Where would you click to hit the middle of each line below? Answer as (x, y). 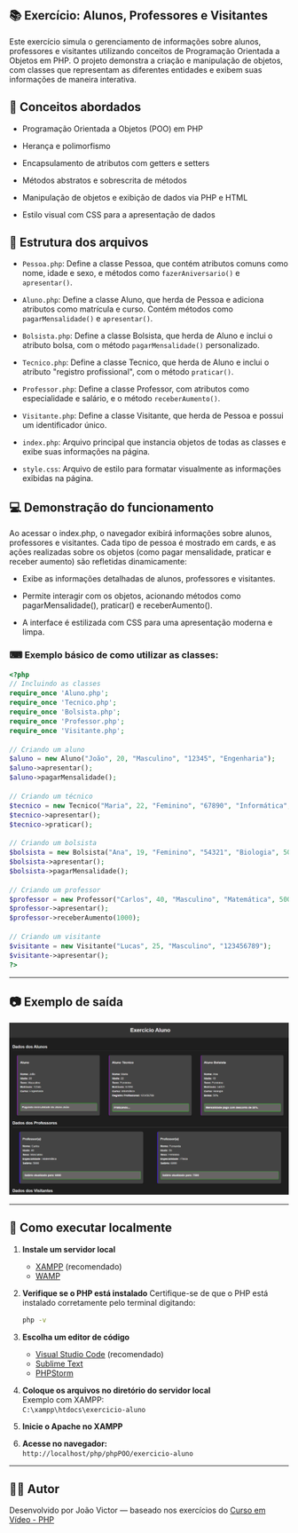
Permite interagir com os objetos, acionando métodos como (131, 596)
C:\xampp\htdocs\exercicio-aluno (84, 1410)
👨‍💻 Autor (35, 1489)
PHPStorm (54, 1373)
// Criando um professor (55, 890)
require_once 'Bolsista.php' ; (65, 712)
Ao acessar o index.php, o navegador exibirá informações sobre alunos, (141, 533)
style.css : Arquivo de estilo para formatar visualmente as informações (152, 469)
